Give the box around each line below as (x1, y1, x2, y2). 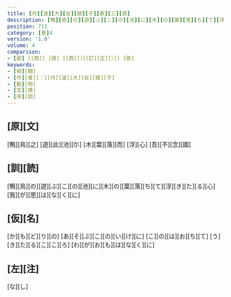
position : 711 (7, 23, 48, 30)
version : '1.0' (7, 36, 51, 43)
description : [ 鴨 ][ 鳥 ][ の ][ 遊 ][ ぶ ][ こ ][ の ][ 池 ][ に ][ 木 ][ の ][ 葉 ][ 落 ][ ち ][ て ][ (7, 17, 220, 23)
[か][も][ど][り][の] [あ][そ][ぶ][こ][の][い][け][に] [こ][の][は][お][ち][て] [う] (7, 232, 221, 240)
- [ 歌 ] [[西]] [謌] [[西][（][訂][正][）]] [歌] (7, 55, 135, 62)
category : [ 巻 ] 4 (7, 29, 53, 37)
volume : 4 (7, 42, 36, 49)
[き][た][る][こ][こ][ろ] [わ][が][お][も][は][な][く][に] (7, 240, 155, 249)
